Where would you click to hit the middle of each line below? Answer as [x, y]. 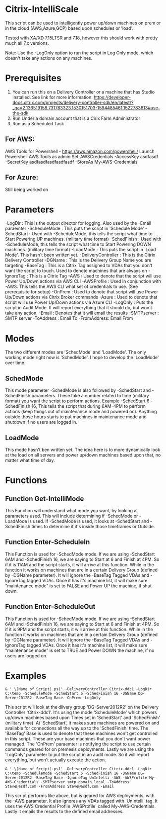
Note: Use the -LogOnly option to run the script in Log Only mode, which [79, 53]
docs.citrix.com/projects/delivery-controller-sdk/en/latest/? [73, 102]
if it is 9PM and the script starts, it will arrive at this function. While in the [79, 629]
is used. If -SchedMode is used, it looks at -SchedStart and [88, 521]
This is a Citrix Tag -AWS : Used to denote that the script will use [95, 276]
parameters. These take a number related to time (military [90, 396]
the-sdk [20, 113]
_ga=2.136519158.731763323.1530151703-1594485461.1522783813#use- [86, 107]
